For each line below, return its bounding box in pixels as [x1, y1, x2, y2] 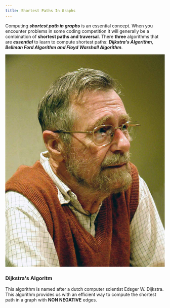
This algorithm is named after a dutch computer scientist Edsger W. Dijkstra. [5, 286, 164, 292]
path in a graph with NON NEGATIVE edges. [5, 296, 97, 303]
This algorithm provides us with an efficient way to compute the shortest [5, 291, 157, 297]
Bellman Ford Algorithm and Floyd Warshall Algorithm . [5, 44, 123, 50]
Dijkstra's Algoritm [5, 275, 53, 282]
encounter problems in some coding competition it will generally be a [5, 28, 149, 34]
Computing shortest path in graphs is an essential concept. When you [5, 23, 153, 29]
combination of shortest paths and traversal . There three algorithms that [5, 33, 159, 39]
